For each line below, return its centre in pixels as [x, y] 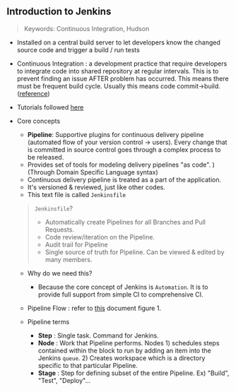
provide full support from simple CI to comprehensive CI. [120, 294]
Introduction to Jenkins [59, 12]
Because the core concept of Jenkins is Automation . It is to [123, 287]
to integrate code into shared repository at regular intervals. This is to [118, 71]
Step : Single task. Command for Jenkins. [99, 335]
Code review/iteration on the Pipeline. [100, 237]
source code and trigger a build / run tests [78, 49]
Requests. [60, 230]
